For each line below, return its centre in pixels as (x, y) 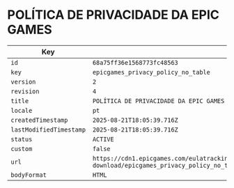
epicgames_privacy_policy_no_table (151, 72)
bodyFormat (29, 175)
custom (22, 149)
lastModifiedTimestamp (48, 130)
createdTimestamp (39, 120)
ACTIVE (103, 139)
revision (25, 91)
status (22, 139)
